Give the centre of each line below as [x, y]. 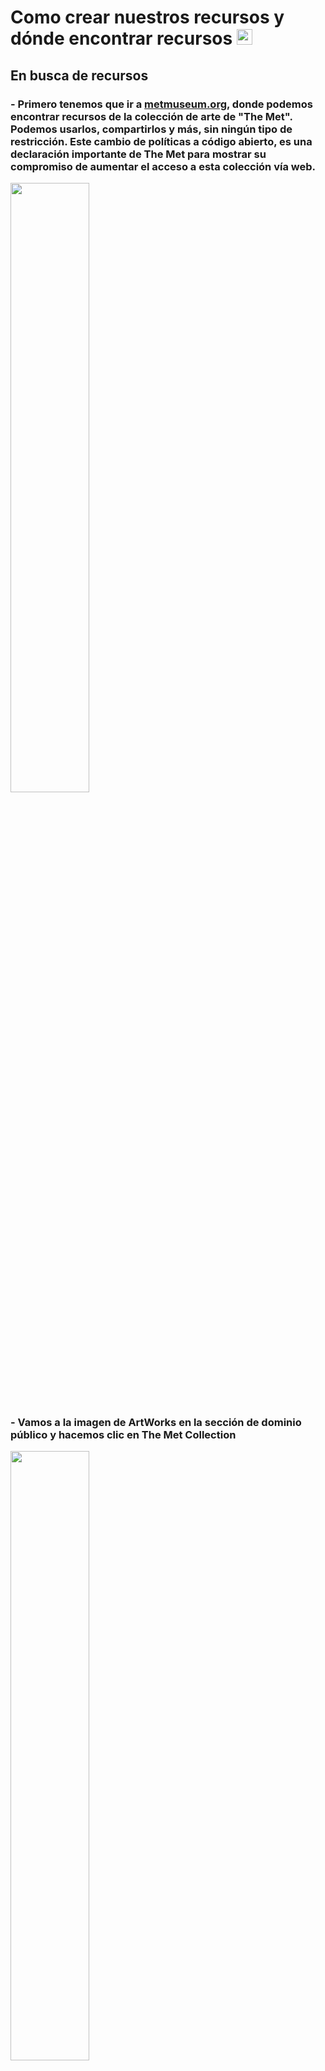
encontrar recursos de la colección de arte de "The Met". [151, 116]
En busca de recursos [79, 75]
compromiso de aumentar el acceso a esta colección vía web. [163, 166]
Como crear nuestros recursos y [147, 17]
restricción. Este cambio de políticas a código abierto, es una [161, 141]
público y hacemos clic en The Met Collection [123, 1434]
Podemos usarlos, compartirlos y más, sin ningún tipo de [151, 129]
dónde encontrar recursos [121, 38]
